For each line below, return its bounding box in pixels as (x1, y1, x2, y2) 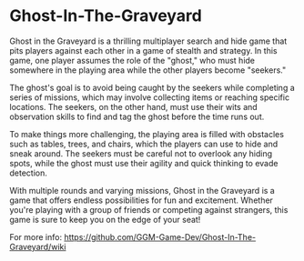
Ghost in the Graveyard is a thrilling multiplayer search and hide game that (9, 35, 288, 46)
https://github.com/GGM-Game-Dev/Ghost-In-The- (63, 231, 257, 242)
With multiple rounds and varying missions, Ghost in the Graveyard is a (9, 185, 275, 196)
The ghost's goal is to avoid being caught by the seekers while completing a (9, 82, 296, 93)
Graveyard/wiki (9, 241, 66, 252)
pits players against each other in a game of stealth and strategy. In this (9, 45, 278, 55)
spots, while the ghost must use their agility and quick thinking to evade (9, 157, 279, 168)
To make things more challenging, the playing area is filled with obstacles (9, 128, 285, 139)
